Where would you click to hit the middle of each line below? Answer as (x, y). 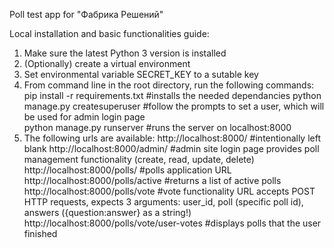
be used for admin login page (84, 117)
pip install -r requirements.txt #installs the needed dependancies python (172, 95)
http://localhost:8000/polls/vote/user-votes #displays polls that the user (172, 223)
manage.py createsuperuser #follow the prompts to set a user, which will (174, 106)
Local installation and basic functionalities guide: (109, 33)
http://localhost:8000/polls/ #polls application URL (127, 170)
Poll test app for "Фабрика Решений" (86, 14)
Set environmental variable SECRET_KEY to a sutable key (141, 74)
